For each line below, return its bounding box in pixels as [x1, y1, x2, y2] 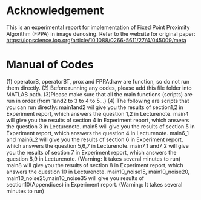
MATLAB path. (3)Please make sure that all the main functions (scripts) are [6, 90, 193, 98]
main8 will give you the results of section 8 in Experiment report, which [6, 161, 183, 168]
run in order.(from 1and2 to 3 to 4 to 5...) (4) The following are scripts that [6, 97, 189, 104]
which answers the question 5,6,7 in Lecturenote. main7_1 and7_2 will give [6, 142, 189, 149]
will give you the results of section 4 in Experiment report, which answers [6, 116, 189, 124]
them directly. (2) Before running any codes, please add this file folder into [6, 84, 192, 92]
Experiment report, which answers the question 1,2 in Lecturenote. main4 [6, 110, 189, 117]
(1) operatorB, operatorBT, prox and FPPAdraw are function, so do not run [6, 78, 189, 85]
